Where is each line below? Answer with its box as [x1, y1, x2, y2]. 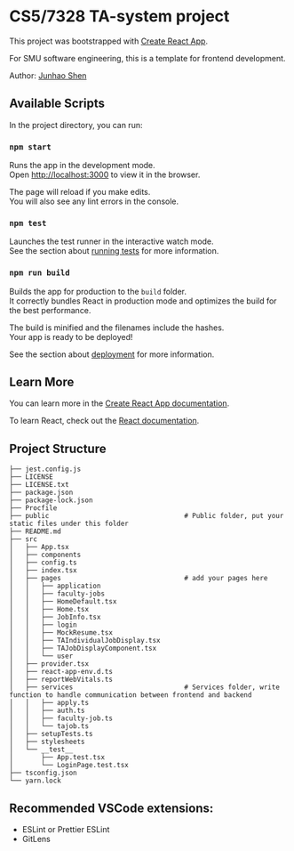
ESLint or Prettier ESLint [21, 824, 110, 835]
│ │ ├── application [9, 581, 101, 591]
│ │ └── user [9, 652, 74, 661]
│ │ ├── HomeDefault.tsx [9, 597, 117, 606]
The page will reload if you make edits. [9, 187, 151, 198]
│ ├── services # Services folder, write [9, 683, 280, 692]
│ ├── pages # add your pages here [9, 574, 268, 583]
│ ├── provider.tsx [9, 660, 90, 669]
